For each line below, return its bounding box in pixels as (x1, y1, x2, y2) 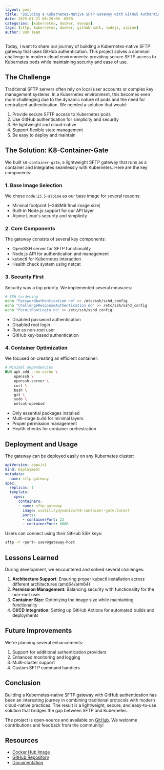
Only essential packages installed (12, 410, 80, 416)
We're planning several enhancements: (5, 639, 83, 645)
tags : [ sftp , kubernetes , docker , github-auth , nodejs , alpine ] (5, 25, 139, 30)
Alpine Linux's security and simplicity (12, 212, 87, 218)
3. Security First (5, 274, 44, 280)
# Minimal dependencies (5, 365, 54, 370)
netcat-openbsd (14, 401, 45, 406)
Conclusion (5, 679, 41, 687)
